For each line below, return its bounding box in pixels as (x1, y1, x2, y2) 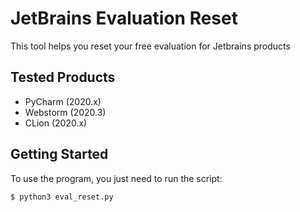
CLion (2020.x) (24, 117, 88, 129)
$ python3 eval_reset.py (10, 192, 114, 202)
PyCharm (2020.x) (24, 95, 102, 107)
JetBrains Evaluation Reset (10, 7, 238, 30)
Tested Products (10, 69, 116, 86)
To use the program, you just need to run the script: (10, 172, 223, 184)
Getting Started (10, 146, 109, 163)
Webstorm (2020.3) (24, 106, 107, 118)
